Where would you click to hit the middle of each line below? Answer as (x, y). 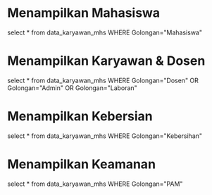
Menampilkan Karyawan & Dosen (106, 61)
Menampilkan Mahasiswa (84, 13)
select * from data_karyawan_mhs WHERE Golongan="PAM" (95, 184)
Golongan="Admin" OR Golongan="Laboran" (72, 88)
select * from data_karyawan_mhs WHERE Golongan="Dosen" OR (103, 80)
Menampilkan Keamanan (82, 164)
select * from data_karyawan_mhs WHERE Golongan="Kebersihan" (105, 136)
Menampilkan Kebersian (80, 117)
